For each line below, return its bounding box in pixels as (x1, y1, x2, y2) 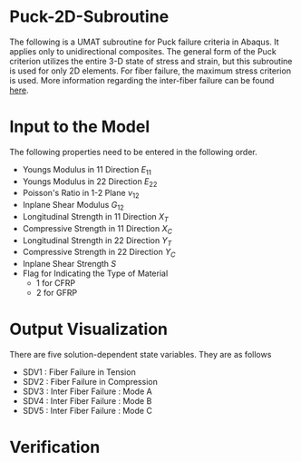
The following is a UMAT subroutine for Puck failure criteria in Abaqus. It (9, 36, 279, 47)
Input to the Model (9, 116, 150, 137)
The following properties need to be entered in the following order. (9, 146, 258, 157)
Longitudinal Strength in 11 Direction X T (22, 211, 170, 224)
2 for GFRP (35, 288, 78, 299)
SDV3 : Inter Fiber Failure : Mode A (22, 386, 152, 397)
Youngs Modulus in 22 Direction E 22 (22, 175, 158, 189)
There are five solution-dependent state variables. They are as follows (9, 349, 272, 360)
